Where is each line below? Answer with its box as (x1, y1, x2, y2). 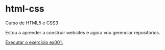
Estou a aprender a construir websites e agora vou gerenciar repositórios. (5, 29, 161, 35)
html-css (5, 3, 44, 15)
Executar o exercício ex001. (5, 39, 63, 45)
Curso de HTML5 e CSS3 (5, 20, 59, 26)
